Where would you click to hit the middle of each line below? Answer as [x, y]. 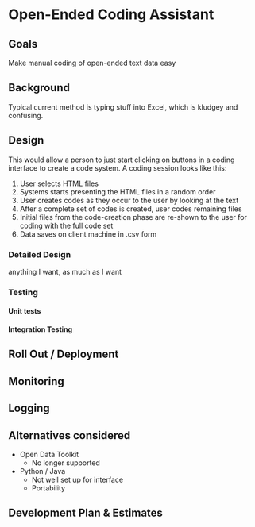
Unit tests [25, 311]
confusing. [26, 115]
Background [39, 88]
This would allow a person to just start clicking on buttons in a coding [122, 160]
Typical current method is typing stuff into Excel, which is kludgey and [123, 107]
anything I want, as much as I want [65, 271]
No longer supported [66, 463]
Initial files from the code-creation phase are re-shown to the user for [133, 217]
